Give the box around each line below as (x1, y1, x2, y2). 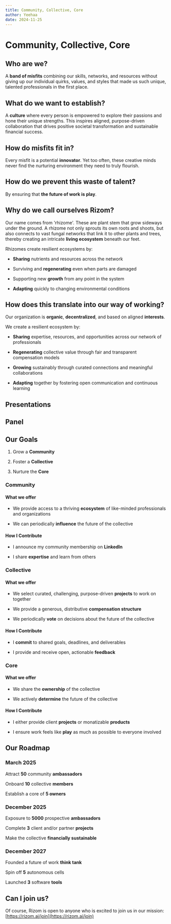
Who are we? (5, 59, 48, 68)
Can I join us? (5, 894, 49, 902)
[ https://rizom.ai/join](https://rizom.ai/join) (5, 913, 94, 919)
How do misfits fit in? (5, 143, 74, 152)
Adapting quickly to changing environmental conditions (12, 285, 130, 292)
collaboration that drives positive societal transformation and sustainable (5, 124, 158, 130)
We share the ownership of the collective (12, 686, 101, 692)
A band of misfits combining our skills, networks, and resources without (5, 73, 158, 79)
